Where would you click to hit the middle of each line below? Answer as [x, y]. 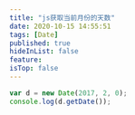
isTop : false [34, 69]
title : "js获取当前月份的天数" [62, 18]
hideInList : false [44, 52]
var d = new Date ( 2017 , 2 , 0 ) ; [68, 93]
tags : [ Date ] [34, 34]
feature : [26, 60]
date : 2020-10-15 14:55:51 [60, 26]
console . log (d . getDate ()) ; [60, 101]
